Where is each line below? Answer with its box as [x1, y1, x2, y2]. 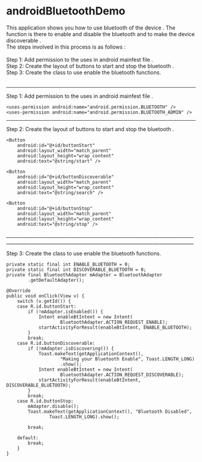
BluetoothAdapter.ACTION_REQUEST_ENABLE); [60, 319, 168, 325]
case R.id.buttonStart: [17, 303, 77, 309]
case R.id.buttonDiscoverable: [17, 340, 96, 346]
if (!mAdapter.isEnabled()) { [28, 308, 103, 315]
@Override [6, 287, 31, 294]
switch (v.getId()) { [17, 298, 71, 304]
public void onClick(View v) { [6, 293, 85, 299]
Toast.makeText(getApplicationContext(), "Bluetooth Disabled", [28, 409, 192, 415]
